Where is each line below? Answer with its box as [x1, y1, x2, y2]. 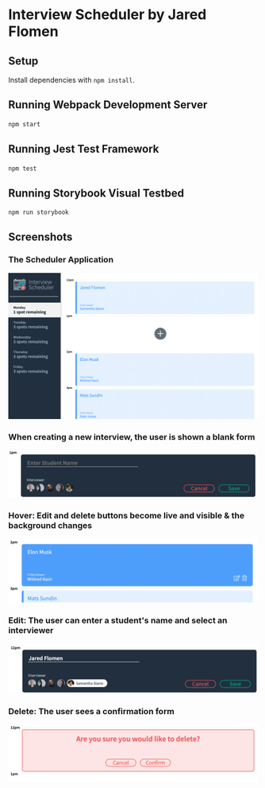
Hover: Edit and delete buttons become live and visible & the [8, 510, 244, 522]
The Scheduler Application [8, 254, 113, 266]
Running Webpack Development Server [8, 98, 208, 112]
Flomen [8, 22, 59, 41]
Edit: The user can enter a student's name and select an [8, 615, 228, 626]
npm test [8, 165, 37, 173]
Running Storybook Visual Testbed [8, 186, 185, 200]
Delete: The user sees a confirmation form [8, 705, 175, 716]
